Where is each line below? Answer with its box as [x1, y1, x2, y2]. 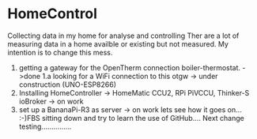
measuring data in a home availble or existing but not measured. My [7, 39, 229, 48]
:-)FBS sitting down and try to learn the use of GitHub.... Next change [18, 113, 244, 122]
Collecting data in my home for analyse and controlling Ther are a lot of [7, 31, 240, 40]
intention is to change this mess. [7, 47, 113, 57]
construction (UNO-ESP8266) [18, 80, 116, 89]
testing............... [18, 122, 72, 131]
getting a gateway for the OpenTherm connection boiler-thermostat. [18, 62, 241, 72]
